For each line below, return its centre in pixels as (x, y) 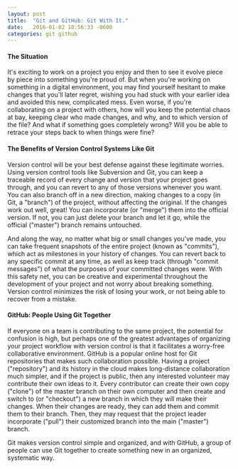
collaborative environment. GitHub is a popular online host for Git (102, 353)
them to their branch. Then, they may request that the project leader (107, 414)
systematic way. (31, 458)
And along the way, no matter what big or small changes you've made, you (117, 238)
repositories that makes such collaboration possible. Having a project (109, 361)
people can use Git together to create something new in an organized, (110, 450)
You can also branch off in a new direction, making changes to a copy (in (114, 194)
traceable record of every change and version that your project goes (108, 180)
